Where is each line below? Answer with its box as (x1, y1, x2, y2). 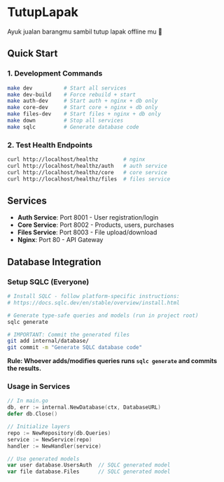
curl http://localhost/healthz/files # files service (7, 176, 171, 183)
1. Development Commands (7, 69, 103, 78)
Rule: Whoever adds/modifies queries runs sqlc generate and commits (7, 357, 218, 365)
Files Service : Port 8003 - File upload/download (17, 228, 157, 236)
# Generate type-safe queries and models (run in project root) (7, 312, 199, 319)
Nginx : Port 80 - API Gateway (17, 236, 104, 244)
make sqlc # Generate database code (7, 123, 139, 130)
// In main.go (7, 397, 49, 404)
